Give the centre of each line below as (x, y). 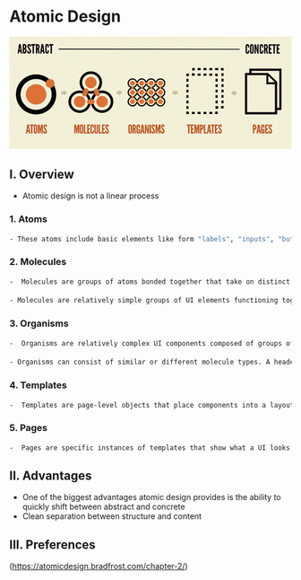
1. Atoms (28, 219)
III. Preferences (52, 545)
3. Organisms (39, 323)
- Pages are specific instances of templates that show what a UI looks (150, 448)
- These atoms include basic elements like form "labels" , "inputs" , (142, 239)
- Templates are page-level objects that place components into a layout (152, 405)
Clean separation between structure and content (112, 516)
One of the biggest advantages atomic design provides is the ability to (151, 497)
